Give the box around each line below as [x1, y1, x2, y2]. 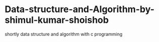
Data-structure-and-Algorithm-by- [5, 4, 155, 15]
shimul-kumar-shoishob [5, 14, 109, 26]
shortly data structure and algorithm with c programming [5, 31, 123, 37]
